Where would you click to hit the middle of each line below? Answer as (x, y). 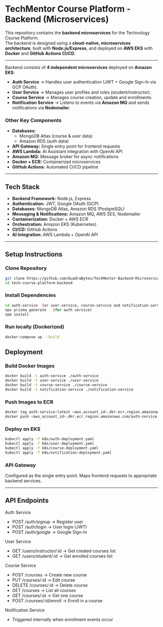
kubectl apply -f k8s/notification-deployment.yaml (58, 453)
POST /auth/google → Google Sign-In (49, 532)
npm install (17, 314)
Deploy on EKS (23, 429)
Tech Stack (22, 187)
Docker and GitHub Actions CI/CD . (41, 53)
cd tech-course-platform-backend (39, 283)
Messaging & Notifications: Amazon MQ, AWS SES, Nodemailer (76, 214)
